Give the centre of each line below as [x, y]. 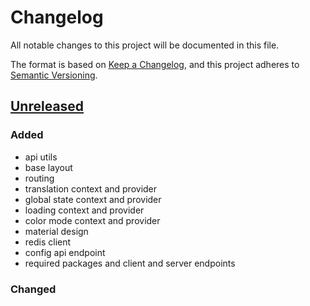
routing [39, 178]
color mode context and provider [92, 220]
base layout [48, 167]
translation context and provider [91, 188]
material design [56, 231]
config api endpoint [65, 252]
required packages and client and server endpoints [130, 263]
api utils [41, 157]
